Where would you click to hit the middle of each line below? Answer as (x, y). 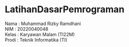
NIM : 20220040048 (27, 29)
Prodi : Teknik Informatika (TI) (36, 40)
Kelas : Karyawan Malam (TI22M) (40, 34)
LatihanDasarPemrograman (65, 9)
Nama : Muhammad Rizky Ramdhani (43, 24)
